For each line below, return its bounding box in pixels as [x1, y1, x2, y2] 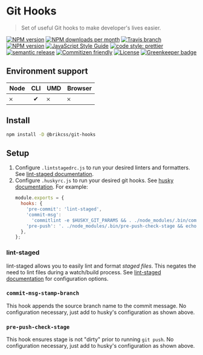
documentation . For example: [14, 183, 88, 190]
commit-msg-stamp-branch [6, 290, 80, 297]
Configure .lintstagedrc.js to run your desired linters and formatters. [14, 164, 190, 171]
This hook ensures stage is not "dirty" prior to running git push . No [6, 336, 174, 343]
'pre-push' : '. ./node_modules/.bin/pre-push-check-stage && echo [26, 223, 197, 229]
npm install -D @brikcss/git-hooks [6, 131, 96, 137]
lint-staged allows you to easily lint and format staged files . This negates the [6, 262, 196, 269]
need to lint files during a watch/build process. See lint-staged [6, 268, 161, 275]
